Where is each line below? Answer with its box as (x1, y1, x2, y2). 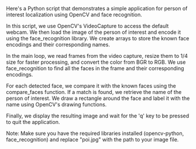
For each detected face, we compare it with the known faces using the (6, 82, 177, 89)
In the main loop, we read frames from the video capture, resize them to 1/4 (6, 53, 188, 59)
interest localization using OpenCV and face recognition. (6, 11, 142, 18)
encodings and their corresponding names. (6, 41, 110, 48)
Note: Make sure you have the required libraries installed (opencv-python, (6, 130, 184, 137)
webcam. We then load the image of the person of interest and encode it (6, 29, 181, 36)
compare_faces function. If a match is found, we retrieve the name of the (6, 89, 182, 95)
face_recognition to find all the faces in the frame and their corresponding (6, 65, 184, 72)
